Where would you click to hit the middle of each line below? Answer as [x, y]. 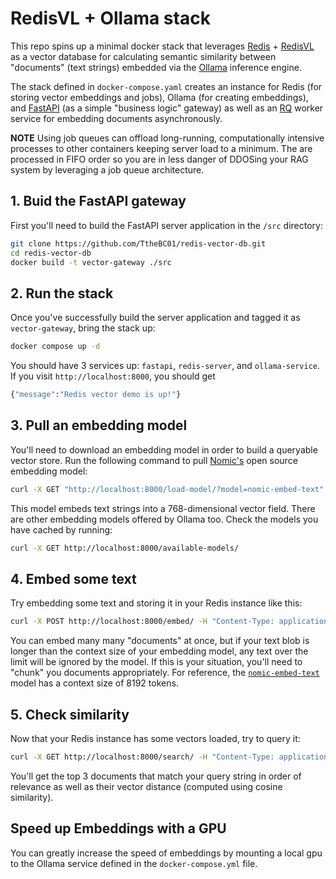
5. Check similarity [70, 714]
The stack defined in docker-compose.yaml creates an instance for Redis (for [166, 86]
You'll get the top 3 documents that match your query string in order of [156, 776]
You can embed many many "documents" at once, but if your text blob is [160, 641]
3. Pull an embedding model [99, 425]
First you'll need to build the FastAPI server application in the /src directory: [166, 225]
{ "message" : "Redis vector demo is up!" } [96, 395]
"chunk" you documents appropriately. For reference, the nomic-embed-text [165, 673]
